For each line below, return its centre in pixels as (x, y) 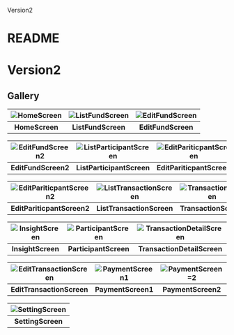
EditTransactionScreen (49, 290)
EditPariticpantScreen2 (50, 209)
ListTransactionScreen (135, 209)
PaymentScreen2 (192, 290)
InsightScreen (35, 249)
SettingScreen (38, 322)
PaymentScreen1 (124, 290)
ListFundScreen (99, 127)
